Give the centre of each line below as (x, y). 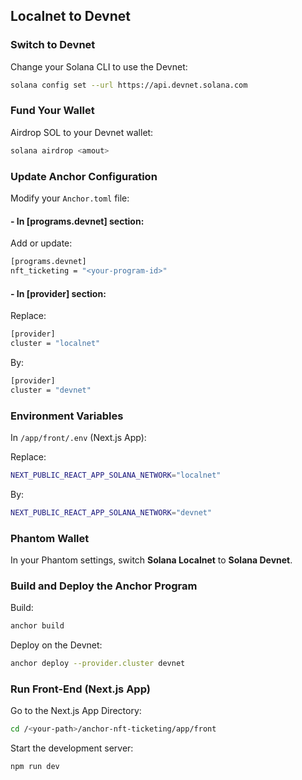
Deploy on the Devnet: (56, 645)
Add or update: (41, 243)
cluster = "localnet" (55, 344)
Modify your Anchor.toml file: (70, 198)
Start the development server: (72, 748)
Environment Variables (67, 416)
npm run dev (35, 767)
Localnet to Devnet (70, 16)
